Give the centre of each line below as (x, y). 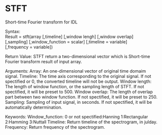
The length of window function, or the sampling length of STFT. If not (75, 86)
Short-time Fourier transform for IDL (41, 22)
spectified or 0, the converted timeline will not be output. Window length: (78, 81)
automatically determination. (34, 107)
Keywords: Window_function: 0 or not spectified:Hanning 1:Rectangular (77, 116)
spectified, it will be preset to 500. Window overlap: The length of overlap (79, 92)
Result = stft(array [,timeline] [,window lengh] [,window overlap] (69, 37)
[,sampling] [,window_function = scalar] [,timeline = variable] (66, 41)
